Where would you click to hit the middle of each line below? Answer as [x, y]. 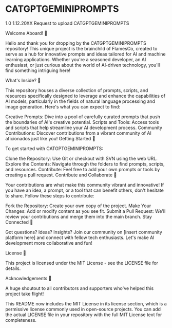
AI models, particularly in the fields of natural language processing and [80, 101]
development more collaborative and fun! [49, 243]
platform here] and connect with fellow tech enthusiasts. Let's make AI [80, 238]
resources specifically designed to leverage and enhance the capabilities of [85, 96]
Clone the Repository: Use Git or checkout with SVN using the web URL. [81, 158]
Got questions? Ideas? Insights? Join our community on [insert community [84, 232]
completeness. [21, 320]
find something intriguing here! [38, 70]
